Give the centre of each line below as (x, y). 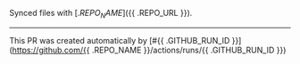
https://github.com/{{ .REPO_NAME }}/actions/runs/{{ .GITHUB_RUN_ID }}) (149, 50)
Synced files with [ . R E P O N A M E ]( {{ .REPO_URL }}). (101, 14)
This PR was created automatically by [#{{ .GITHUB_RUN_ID (120, 40)
